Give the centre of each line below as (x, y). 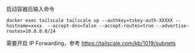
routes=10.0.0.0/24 (31, 31)
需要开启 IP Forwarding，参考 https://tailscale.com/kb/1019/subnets (91, 43)
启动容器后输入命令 (30, 9)
